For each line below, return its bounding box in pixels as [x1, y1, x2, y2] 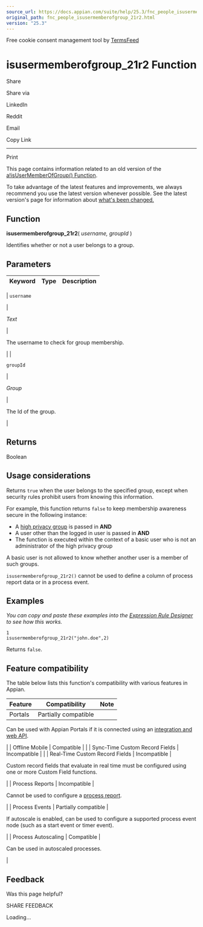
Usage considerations [6, 470, 91, 481]
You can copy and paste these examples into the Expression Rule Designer [6, 612, 193, 619]
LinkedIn [6, 101, 28, 109]
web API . [6, 732, 29, 740]
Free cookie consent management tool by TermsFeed [6, 37, 139, 44]
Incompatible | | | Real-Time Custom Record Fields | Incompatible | [6, 750, 172, 758]
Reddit [6, 113, 23, 120]
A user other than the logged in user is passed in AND [14, 529, 150, 536]
